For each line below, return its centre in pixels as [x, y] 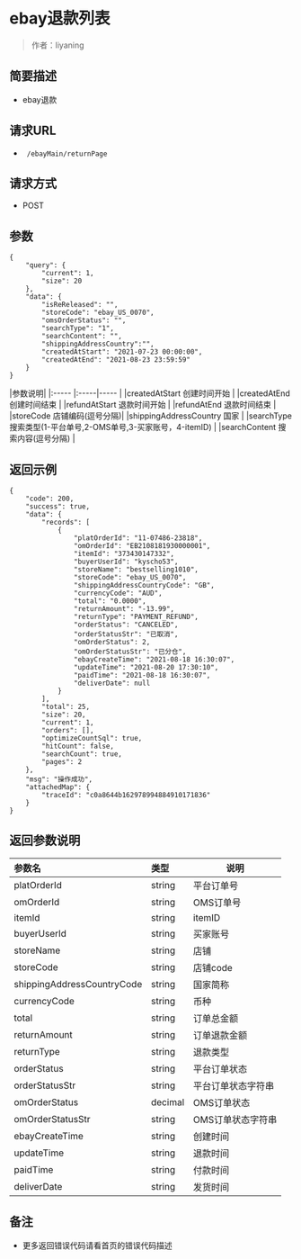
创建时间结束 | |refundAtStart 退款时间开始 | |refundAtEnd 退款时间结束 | [143, 405]
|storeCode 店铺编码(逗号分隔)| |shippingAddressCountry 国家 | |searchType [150, 416]
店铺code [213, 967]
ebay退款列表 [60, 18]
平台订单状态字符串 [234, 1085]
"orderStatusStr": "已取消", [126, 634]
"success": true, [58, 507]
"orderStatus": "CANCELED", [126, 625]
